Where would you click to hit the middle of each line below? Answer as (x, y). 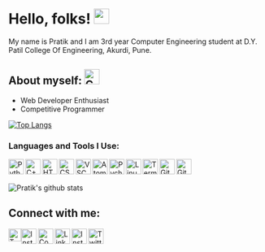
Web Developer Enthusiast (65, 100)
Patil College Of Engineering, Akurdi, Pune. (80, 50)
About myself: (46, 81)
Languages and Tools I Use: (64, 146)
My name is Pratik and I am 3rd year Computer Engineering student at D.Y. (133, 41)
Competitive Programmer (63, 109)
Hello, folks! (50, 19)
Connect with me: (54, 213)
